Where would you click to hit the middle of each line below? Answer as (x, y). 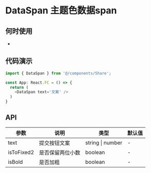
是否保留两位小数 (60, 152)
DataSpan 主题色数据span (61, 11)
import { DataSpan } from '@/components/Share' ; (58, 73)
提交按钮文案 (55, 143)
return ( (19, 87)
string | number (104, 143)
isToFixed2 (21, 152)
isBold (15, 162)
